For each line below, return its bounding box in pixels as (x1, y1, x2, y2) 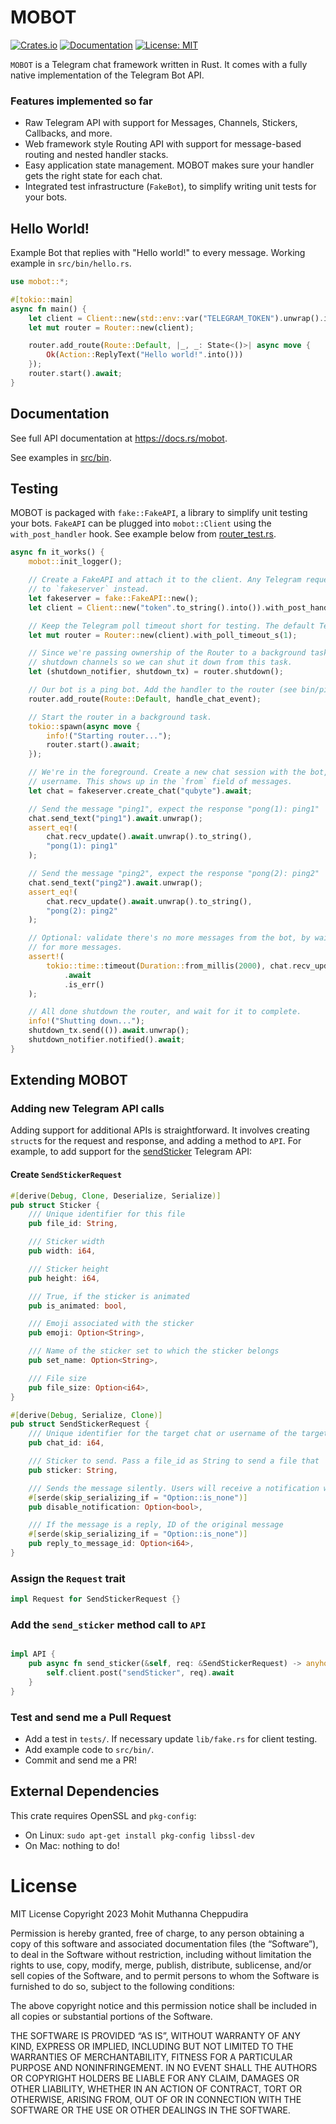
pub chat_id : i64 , (28, 1438, 105, 1448)
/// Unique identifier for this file (28, 1209, 186, 1220)
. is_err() (63, 979, 105, 990)
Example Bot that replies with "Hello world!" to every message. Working (10, 247, 306, 259)
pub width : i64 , (28, 1246, 97, 1256)
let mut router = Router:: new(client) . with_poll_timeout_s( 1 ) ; (28, 630, 298, 640)
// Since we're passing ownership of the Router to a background (28, 648, 307, 658)
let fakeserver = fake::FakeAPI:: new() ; (28, 593, 199, 603)
